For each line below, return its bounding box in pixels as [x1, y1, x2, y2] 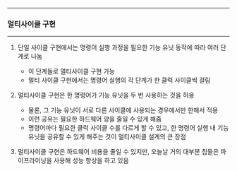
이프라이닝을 [17, 156, 53, 165]
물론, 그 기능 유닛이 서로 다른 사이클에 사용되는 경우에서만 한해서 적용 [28, 106, 219, 114]
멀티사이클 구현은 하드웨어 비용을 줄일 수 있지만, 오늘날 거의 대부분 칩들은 [17, 148, 219, 156]
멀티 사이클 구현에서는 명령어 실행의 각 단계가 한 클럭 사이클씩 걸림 [28, 76, 211, 85]
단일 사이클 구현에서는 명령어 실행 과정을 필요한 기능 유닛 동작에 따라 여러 [17, 43, 219, 52]
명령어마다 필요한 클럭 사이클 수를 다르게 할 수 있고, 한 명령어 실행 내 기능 [28, 124, 229, 132]
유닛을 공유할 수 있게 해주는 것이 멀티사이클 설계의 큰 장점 [28, 132, 187, 141]
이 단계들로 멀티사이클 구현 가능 [28, 67, 115, 76]
